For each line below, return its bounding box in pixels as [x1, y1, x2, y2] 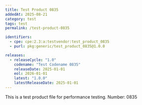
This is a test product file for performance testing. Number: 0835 [5, 94, 138, 100]
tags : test [5, 21, 28, 26]
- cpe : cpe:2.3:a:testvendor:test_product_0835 [9, 39, 110, 45]
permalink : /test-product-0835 [5, 26, 70, 31]
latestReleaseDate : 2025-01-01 [14, 80, 79, 86]
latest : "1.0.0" [14, 76, 48, 81]
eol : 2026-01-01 [14, 71, 48, 76]
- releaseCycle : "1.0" [9, 57, 56, 62]
